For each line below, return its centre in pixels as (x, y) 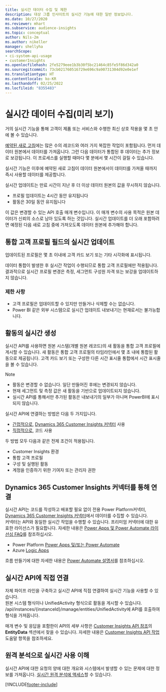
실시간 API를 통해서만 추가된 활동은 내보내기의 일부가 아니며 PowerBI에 (81, 397)
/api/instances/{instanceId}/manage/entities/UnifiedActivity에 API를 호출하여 (83, 609)
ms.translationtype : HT (30, 74)
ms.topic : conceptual (28, 33)
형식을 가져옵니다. (23, 615)
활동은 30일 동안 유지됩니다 (39, 202)
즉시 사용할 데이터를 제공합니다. (36, 174)
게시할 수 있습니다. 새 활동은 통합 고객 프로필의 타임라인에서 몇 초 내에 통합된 (79, 352)
